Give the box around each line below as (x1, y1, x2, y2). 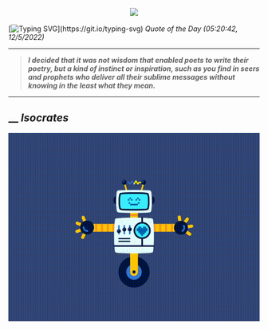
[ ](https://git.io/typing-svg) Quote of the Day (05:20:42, (8, 24, 238, 33)
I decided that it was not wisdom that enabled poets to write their (27, 56, 249, 65)
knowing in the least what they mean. (27, 81, 156, 90)
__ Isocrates (8, 112, 69, 125)
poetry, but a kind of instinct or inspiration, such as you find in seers (27, 64, 260, 73)
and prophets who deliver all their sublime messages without (27, 73, 235, 81)
